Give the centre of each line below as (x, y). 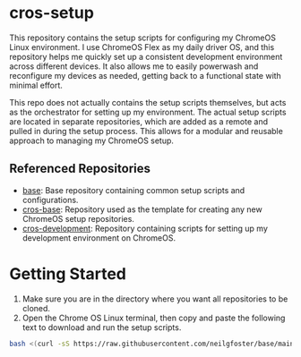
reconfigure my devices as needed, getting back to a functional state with (146, 75)
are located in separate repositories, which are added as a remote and (139, 121)
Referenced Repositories (80, 169)
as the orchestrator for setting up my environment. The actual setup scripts (148, 112)
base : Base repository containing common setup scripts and (133, 190)
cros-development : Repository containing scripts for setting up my (145, 228)
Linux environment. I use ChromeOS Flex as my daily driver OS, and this (142, 47)
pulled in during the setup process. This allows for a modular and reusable (146, 131)
